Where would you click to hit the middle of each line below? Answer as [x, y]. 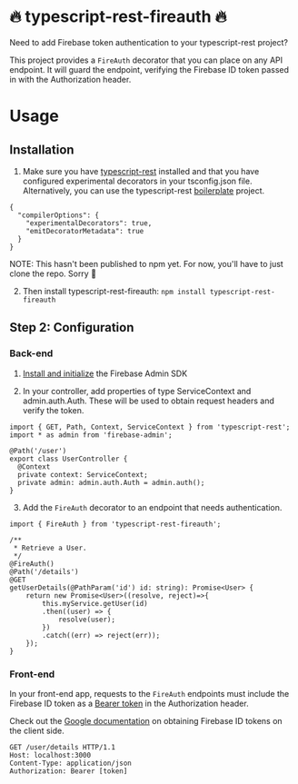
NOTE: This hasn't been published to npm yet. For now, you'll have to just [146, 263]
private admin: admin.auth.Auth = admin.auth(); [111, 482]
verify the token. [53, 410]
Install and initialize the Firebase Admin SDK [105, 373]
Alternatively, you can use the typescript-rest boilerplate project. [144, 190]
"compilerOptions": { [59, 215]
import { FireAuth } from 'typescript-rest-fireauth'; [115, 524]
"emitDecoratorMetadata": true [85, 231]
